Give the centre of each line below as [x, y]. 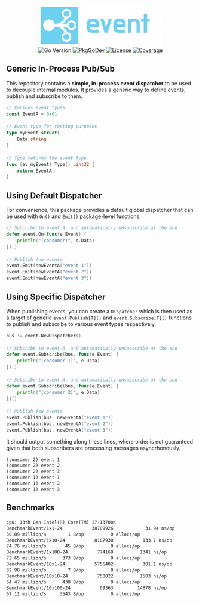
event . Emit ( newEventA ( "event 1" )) [49, 266]
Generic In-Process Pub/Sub [61, 69]
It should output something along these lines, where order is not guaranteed [99, 441]
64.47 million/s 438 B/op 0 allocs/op [73, 582]
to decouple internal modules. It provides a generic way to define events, [96, 90]
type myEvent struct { [33, 133]
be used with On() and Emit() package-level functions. [74, 216]
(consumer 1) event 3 [33, 489]
